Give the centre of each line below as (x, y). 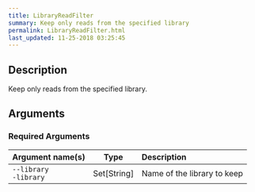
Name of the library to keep (192, 173)
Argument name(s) (49, 157)
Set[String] (114, 173)
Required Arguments (49, 136)
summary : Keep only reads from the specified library (99, 23)
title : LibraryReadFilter (51, 15)
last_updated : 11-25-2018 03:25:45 (67, 38)
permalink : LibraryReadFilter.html (67, 30)
